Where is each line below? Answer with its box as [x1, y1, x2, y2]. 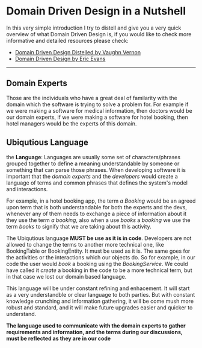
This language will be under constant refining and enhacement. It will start [6, 285, 190, 292]
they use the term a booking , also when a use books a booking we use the [6, 216, 191, 224]
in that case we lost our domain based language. [6, 273, 127, 280]
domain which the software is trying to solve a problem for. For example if [6, 101, 189, 108]
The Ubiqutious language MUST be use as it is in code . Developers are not [6, 234, 192, 242]
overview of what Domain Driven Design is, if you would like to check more [6, 30, 192, 37]
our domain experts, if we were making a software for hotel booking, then [6, 113, 188, 121]
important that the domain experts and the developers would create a [6, 172, 179, 180]
